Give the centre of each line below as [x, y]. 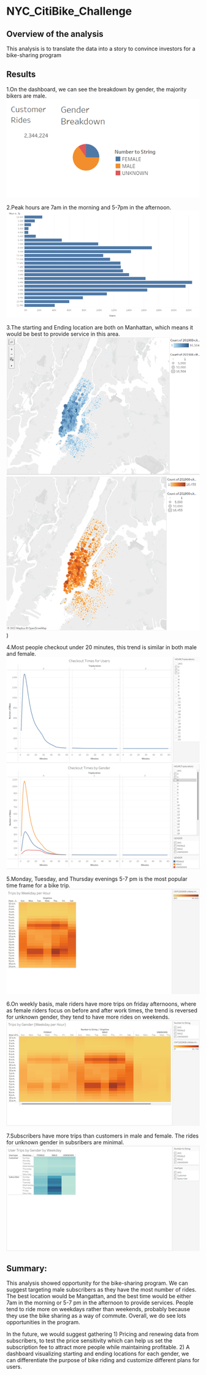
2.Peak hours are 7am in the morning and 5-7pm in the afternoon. [89, 207]
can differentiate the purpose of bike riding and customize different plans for [103, 1360]
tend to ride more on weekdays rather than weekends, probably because [98, 1309]
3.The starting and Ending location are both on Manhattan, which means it [100, 327]
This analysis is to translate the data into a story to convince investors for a [101, 48]
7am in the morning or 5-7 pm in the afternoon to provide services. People [100, 1303]
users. [14, 1367]
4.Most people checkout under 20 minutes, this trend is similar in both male [102, 647]
